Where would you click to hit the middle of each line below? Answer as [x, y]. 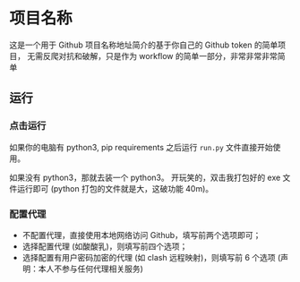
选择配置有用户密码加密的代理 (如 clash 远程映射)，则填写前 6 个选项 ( [151, 257]
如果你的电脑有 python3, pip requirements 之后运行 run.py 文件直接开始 [141, 147]
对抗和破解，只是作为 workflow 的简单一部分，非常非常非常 [167, 56]
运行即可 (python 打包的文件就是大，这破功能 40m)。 [115, 188]
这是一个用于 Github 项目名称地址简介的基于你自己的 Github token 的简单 [144, 45]
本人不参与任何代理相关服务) [90, 269]
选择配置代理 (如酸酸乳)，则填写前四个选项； [105, 246]
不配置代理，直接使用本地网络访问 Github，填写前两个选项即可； [141, 235]
